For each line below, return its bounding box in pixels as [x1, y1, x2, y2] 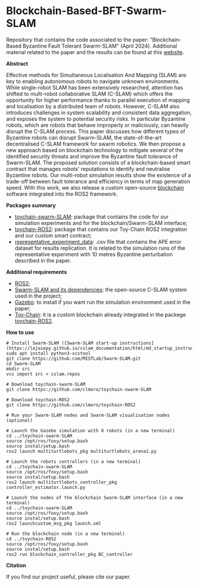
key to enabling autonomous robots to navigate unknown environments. [6, 78, 180, 85]
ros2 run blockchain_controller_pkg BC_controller [6, 551, 133, 557]
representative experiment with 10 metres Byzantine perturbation [14, 250, 173, 257]
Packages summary [6, 201, 56, 208]
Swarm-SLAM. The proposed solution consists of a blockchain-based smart [6, 159, 191, 166]
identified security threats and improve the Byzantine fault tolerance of [6, 153, 178, 160]
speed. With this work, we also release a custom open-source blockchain [6, 184, 184, 191]
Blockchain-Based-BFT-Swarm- [6, 4, 167, 18]
